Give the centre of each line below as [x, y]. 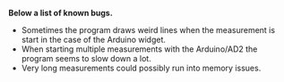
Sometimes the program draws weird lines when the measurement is [148, 30]
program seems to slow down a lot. [86, 58]
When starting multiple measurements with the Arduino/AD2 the [139, 49]
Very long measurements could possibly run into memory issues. [141, 68]
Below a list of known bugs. [60, 13]
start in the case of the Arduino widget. [94, 40]
